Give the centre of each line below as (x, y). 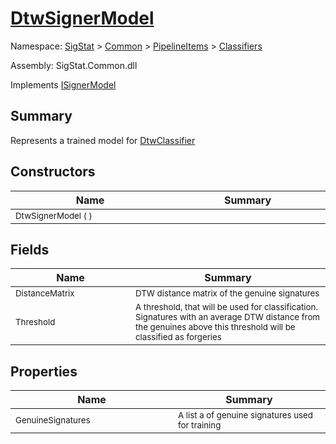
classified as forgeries (178, 337)
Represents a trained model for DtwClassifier (103, 140)
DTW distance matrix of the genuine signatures (227, 293)
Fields (30, 249)
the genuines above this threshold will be (215, 327)
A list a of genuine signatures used (245, 415)
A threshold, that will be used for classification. (226, 307)
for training (199, 425)
